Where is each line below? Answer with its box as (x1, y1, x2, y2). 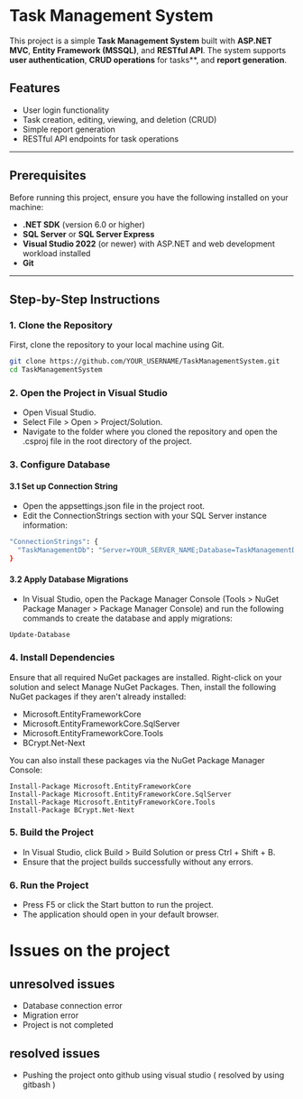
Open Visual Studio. (22, 407, 96, 418)
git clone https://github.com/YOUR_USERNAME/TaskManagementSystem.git (9, 357, 280, 366)
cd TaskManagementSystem (9, 365, 103, 374)
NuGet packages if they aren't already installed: (9, 691, 187, 702)
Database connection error (22, 1001, 124, 1011)
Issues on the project (9, 940, 170, 961)
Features (9, 80, 60, 96)
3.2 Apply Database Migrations (9, 574, 129, 585)
